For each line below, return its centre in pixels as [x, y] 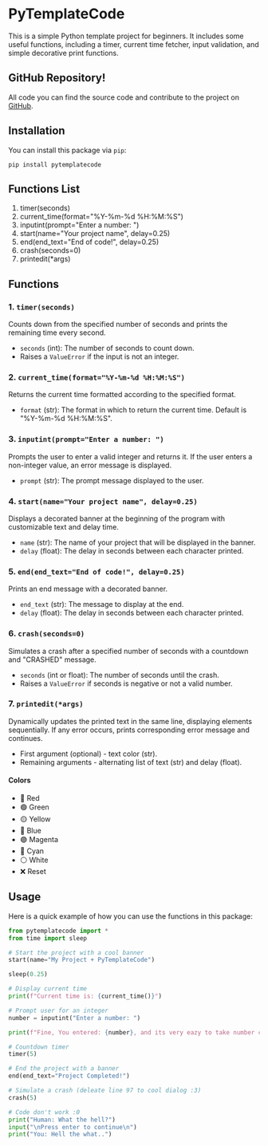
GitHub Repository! [57, 78]
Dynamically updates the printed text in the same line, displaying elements [130, 721]
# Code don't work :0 [44, 1112]
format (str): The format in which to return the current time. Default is [133, 410]
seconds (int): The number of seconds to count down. [107, 349]
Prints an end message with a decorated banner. [88, 589]
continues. [26, 738]
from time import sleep [48, 938]
